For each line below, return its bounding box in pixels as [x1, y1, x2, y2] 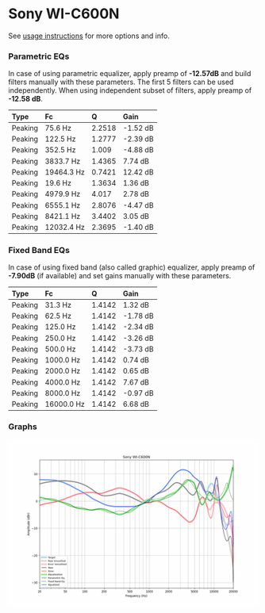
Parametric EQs [8, 51, 70, 62]
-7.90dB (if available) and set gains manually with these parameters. [8, 271, 232, 281]
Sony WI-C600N [8, 5, 120, 23]
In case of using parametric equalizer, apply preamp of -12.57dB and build [8, 69, 252, 79]
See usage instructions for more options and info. [8, 31, 171, 40]
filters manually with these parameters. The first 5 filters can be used [8, 77, 234, 87]
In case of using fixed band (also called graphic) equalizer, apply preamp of [8, 262, 255, 272]
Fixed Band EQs [8, 244, 70, 255]
